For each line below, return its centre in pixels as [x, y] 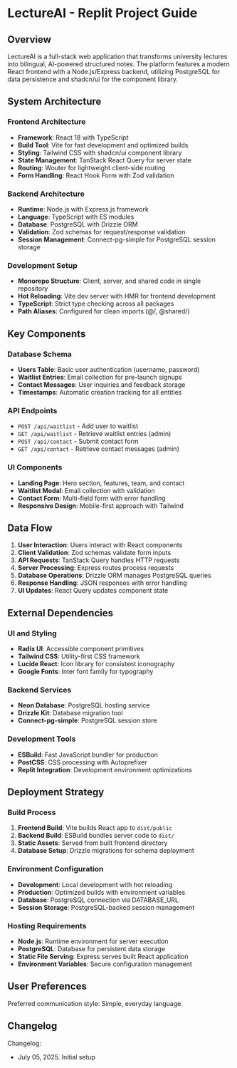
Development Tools [42, 739]
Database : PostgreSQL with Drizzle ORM [78, 224]
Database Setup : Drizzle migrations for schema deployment [106, 851]
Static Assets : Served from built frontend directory [93, 843]
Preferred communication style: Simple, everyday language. [95, 1003]
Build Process [32, 812]
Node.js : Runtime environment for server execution [93, 941]
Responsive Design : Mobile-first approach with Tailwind [100, 506]
